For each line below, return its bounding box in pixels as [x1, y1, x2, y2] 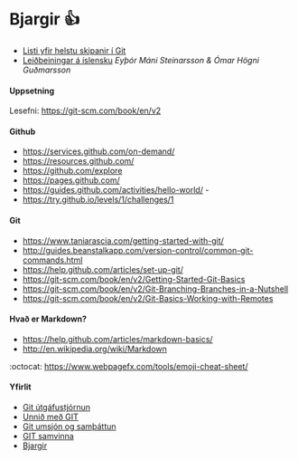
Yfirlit [9, 381, 32, 392]
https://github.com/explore [22, 166, 123, 177]
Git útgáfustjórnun [22, 401, 90, 412]
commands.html [22, 254, 83, 265]
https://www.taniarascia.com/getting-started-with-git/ [22, 235, 224, 246]
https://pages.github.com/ [22, 175, 120, 186]
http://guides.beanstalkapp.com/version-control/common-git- [22, 244, 254, 255]
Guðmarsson [22, 64, 71, 75]
